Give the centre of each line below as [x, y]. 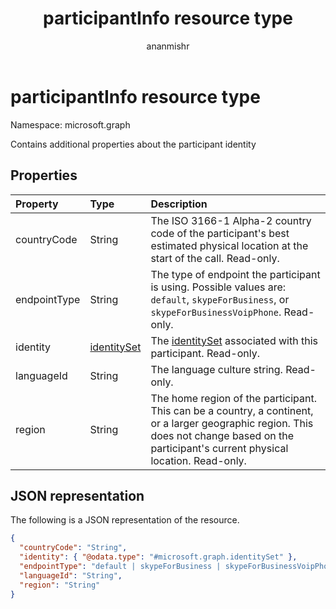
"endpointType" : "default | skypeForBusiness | [120, 566]
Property [37, 204]
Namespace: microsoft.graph [70, 124]
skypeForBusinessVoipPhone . [216, 312]
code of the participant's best [220, 233]
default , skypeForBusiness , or [220, 299]
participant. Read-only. [205, 353]
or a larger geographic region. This [232, 423]
